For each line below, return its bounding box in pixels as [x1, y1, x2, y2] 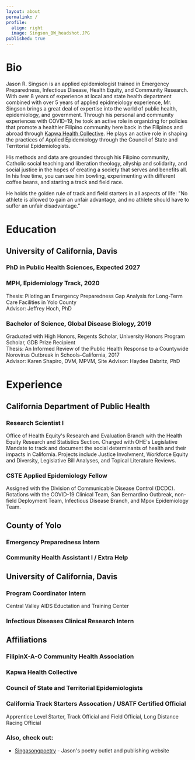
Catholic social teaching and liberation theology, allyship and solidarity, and [6, 160, 187, 167]
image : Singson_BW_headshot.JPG [11, 30, 90, 36]
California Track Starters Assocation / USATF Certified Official [6, 700, 186, 708]
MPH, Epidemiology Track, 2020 [6, 279, 100, 287]
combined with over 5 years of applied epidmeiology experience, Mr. [6, 99, 172, 106]
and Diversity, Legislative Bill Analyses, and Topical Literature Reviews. [6, 457, 176, 464]
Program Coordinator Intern [6, 589, 86, 597]
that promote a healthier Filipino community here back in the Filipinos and [6, 123, 183, 130]
